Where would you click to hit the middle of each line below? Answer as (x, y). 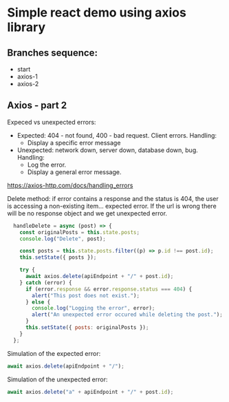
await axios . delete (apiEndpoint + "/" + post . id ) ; (99, 277)
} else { (38, 302)
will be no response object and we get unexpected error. (87, 213)
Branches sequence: (53, 53)
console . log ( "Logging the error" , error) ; (94, 308)
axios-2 (28, 84)
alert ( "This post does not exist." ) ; (86, 295)
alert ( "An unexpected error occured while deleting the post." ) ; (128, 315)
